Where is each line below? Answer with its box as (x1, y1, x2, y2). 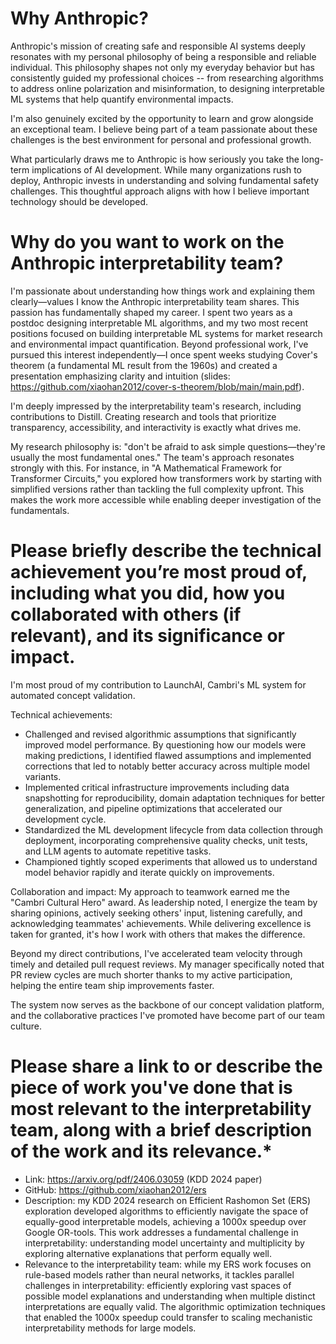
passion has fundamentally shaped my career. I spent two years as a (10, 306, 293, 318)
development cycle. (24, 813, 107, 825)
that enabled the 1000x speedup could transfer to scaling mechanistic (24, 1311, 313, 1323)
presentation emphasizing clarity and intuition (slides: (10, 370, 231, 382)
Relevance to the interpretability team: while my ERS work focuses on (24, 1258, 312, 1270)
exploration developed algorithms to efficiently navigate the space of (24, 1205, 309, 1217)
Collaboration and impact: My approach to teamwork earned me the (10, 885, 290, 897)
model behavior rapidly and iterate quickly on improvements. (24, 866, 275, 878)
